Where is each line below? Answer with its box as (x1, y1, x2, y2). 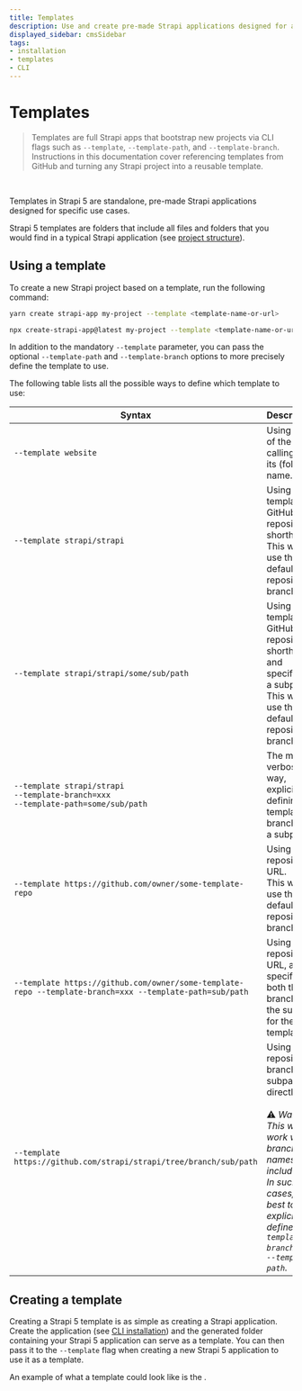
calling (266, 447, 295, 459)
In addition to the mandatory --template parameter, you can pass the (9, 341, 264, 352)
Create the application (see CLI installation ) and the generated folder (9, 1325, 263, 1337)
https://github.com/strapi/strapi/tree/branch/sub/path (13, 1157, 258, 1167)
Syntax (120, 409, 152, 421)
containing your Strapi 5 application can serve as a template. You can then (9, 1335, 285, 1346)
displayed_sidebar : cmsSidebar (9, 30, 127, 39)
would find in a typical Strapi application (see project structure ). (9, 231, 245, 243)
